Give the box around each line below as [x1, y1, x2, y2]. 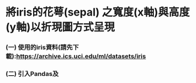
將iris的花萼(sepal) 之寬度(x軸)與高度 [5, 5, 190, 19]
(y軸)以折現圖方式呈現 [5, 20, 115, 34]
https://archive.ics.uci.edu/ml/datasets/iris [16, 52, 146, 60]
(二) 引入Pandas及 [5, 70, 59, 78]
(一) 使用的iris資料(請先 [5, 43, 73, 51]
